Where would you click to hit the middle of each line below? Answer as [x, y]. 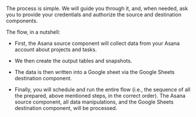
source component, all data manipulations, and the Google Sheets [94, 102]
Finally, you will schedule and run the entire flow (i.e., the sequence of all [102, 89]
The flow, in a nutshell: [33, 32]
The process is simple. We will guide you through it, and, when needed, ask [97, 8]
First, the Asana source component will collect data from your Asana [97, 43]
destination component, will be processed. [66, 108]
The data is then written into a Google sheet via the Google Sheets [94, 72]
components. [22, 21]
